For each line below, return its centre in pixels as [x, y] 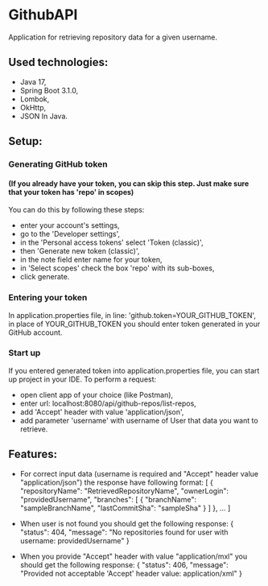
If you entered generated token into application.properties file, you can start [134, 370]
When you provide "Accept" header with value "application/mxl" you [134, 556]
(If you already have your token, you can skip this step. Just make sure [129, 184]
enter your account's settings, [70, 225]
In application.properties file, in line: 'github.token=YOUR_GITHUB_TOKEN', [132, 315]
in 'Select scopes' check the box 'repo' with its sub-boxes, [117, 268]
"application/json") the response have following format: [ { [116, 482]
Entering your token [48, 298]
